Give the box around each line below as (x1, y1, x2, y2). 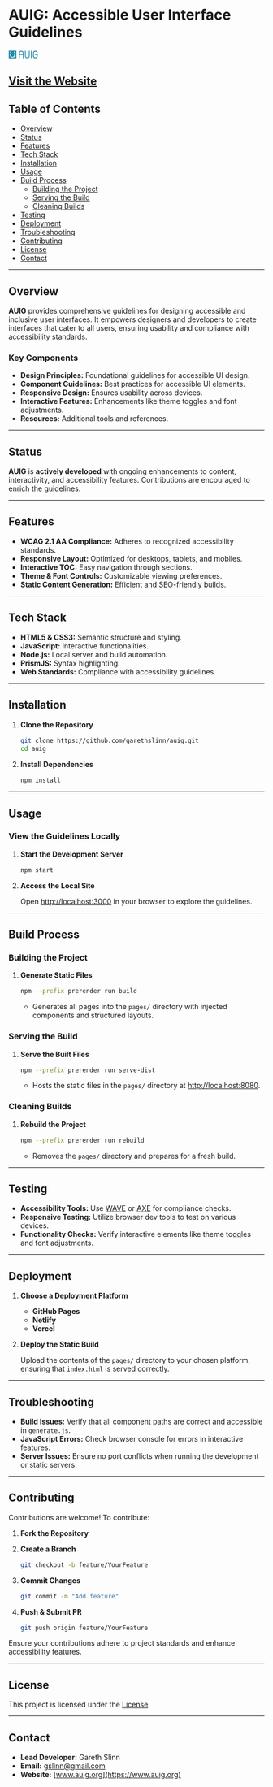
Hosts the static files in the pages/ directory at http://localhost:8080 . (32, 1081, 261, 1091)
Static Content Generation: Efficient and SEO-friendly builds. (19, 579, 227, 589)
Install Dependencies (19, 760, 93, 770)
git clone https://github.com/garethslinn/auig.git (19, 736, 199, 744)
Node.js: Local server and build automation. (19, 649, 168, 659)
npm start (19, 865, 54, 874)
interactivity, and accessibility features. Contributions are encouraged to (8, 475, 250, 485)
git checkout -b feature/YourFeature (19, 1560, 149, 1569)
